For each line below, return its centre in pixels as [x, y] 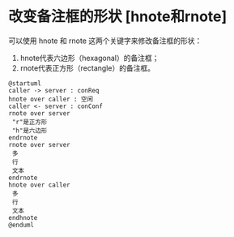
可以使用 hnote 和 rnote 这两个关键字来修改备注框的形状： [105, 41]
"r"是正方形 [30, 122]
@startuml [25, 83]
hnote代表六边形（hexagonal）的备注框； [89, 58]
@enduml [21, 225]
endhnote [23, 218]
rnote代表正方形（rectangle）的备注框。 [87, 68]
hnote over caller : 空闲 [51, 99]
